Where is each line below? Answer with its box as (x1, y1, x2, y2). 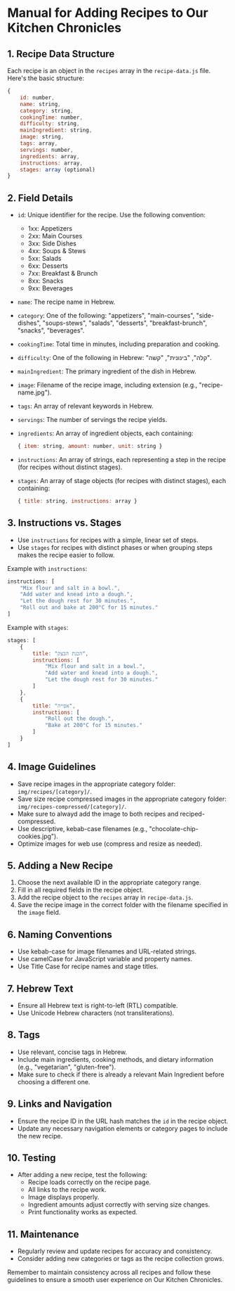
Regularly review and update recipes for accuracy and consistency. (17, 1247, 213, 1256)
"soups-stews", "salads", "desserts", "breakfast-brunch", (42, 319, 208, 328)
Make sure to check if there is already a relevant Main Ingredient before (17, 1070, 224, 1079)
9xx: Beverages (27, 284, 74, 293)
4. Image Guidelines (7, 761, 96, 773)
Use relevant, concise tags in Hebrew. (17, 1048, 128, 1056)
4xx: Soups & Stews (27, 247, 86, 255)
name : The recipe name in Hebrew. (17, 297, 116, 307)
